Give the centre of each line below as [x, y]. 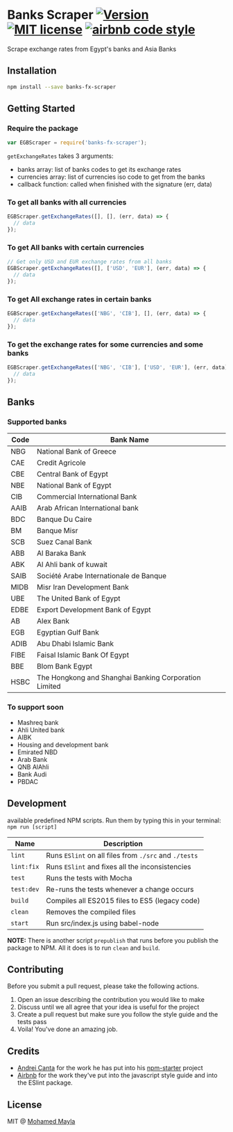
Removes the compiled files [91, 911]
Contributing [35, 970]
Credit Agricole [62, 463]
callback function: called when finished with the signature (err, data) [115, 184]
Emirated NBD [37, 752]
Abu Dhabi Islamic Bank [76, 644]
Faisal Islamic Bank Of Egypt [83, 655]
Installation [32, 71]
